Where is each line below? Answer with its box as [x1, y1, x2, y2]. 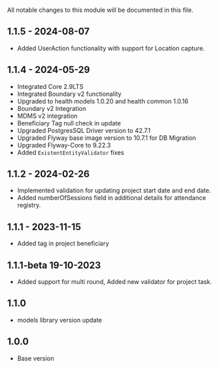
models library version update [17, 316, 102, 324]
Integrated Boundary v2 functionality [17, 90, 122, 98]
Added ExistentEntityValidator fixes [17, 148, 125, 156]
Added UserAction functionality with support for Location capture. [17, 44, 205, 52]
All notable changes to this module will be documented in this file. [7, 6, 194, 14]
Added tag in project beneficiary [17, 239, 109, 247]
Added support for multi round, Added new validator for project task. [17, 278, 212, 286]
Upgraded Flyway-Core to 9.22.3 [17, 141, 112, 149]
